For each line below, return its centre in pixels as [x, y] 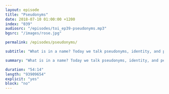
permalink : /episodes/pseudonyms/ [41, 42]
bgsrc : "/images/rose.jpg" [33, 33]
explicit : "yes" [22, 79]
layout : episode [22, 10]
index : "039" [19, 24]
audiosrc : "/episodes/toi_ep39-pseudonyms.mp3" [56, 29]
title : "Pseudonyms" [27, 15]
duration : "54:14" [24, 69]
